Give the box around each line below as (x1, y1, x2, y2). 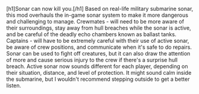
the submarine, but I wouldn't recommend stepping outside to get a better (6, 75, 190, 83)
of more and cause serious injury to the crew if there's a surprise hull (6, 57, 178, 63)
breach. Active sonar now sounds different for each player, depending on (6, 63, 188, 70)
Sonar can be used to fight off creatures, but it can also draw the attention (6, 50, 191, 57)
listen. (6, 82, 22, 89)
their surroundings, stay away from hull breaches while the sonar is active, (6, 24, 191, 31)
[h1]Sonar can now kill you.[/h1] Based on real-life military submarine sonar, (6, 5, 194, 12)
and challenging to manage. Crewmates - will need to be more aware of (6, 18, 185, 25)
